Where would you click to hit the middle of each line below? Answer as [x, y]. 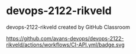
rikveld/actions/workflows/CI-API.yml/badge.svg [65, 45]
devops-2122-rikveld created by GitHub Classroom [68, 27]
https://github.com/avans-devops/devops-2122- [65, 38]
